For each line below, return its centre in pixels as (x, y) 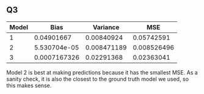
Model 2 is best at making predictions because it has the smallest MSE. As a (102, 72)
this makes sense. (29, 85)
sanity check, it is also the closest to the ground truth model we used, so (98, 79)
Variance (106, 27)
